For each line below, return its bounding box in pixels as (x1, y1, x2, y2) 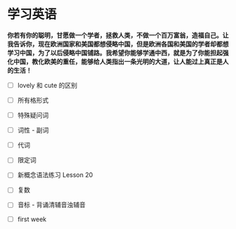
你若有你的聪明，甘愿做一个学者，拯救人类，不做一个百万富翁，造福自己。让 (7, 31, 229, 39)
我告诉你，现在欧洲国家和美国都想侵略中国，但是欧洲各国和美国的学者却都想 (7, 39, 229, 48)
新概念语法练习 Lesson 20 (17, 171, 93, 179)
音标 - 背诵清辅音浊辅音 (17, 201, 86, 209)
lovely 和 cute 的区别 (17, 81, 78, 89)
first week (17, 215, 47, 223)
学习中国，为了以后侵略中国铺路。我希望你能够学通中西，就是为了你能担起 (7, 48, 223, 57)
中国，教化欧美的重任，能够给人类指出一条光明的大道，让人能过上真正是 (13, 57, 223, 65)
